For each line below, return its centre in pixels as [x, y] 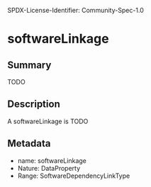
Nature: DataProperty [49, 168]
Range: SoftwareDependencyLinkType [74, 176]
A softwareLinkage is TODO [48, 121]
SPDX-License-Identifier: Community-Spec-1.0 [75, 10]
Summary [29, 65]
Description [34, 104]
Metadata [29, 143]
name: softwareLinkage [52, 160]
